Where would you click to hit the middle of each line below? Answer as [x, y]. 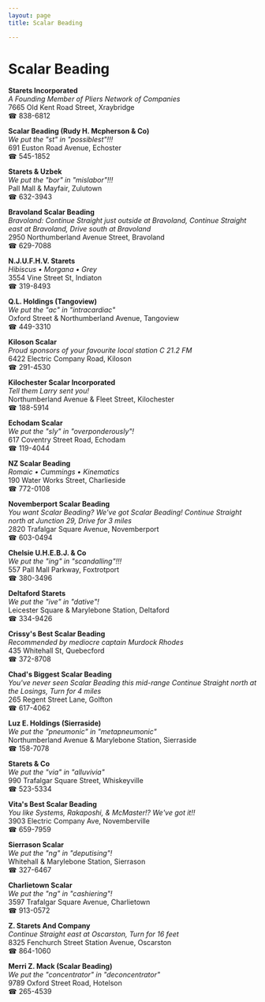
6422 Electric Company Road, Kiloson [70, 359]
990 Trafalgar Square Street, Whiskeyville [76, 781]
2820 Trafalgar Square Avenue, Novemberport [84, 529]
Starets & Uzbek [35, 171]
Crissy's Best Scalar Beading [57, 634]
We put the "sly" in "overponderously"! [71, 431]
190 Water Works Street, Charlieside [67, 480]
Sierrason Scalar [36, 845]
